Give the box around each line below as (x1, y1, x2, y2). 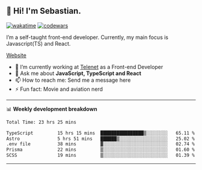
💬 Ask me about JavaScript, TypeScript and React (14, 70, 141, 77)
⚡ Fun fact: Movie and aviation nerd (14, 85, 103, 93)
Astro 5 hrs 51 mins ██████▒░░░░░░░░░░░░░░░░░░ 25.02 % (6, 136, 195, 142)
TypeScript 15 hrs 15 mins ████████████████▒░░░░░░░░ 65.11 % (6, 130, 195, 136)
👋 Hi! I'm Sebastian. (6, 6, 81, 16)
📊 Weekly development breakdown (6, 105, 97, 112)
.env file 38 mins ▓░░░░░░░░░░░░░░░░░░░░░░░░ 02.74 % (6, 141, 195, 147)
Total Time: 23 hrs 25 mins (6, 119, 77, 125)
